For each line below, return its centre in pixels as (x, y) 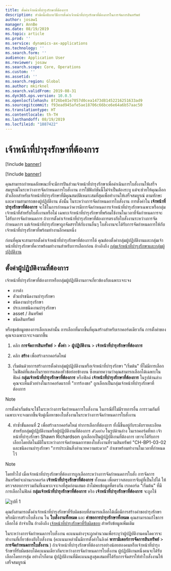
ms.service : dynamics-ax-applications (46, 43)
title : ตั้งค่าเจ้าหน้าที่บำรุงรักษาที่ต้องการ (37, 10)
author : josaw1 (21, 19)
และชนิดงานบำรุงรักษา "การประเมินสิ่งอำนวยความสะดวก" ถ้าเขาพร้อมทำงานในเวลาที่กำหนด (89, 448)
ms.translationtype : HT (31, 110)
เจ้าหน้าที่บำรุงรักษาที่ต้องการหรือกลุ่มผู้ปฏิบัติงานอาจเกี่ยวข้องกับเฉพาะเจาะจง (68, 280)
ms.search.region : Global (33, 81)
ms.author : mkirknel (27, 86)
